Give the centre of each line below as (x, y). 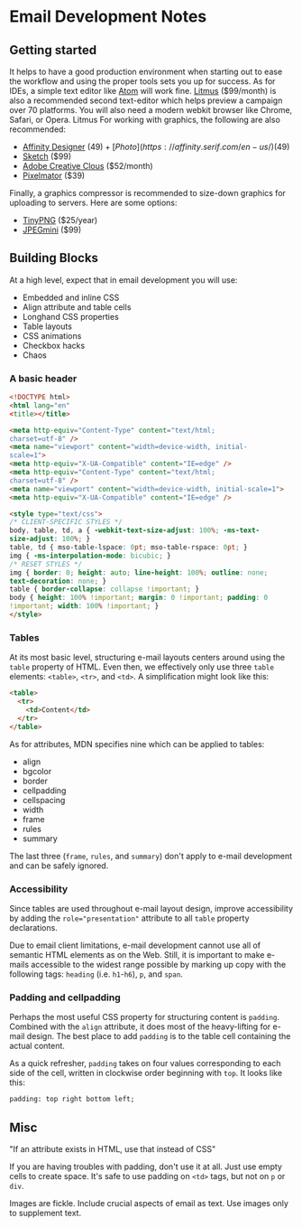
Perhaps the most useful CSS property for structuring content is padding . (145, 1017)
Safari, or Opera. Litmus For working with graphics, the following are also (145, 120)
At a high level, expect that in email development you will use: (124, 280)
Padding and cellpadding (65, 998)
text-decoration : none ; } (58, 581)
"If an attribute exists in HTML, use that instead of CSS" (113, 1148)
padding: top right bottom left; (72, 1100)
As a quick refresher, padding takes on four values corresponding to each (145, 1063)
